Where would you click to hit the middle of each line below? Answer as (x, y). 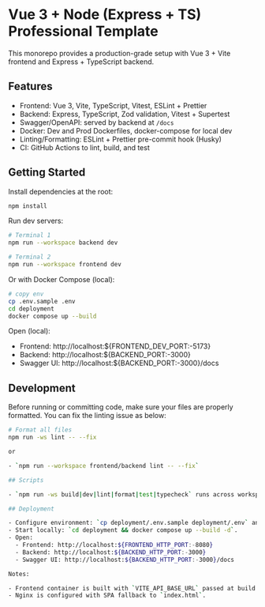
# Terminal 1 (30, 236)
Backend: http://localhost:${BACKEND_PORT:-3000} (105, 355)
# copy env (26, 294)
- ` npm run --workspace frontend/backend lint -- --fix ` (104, 466)
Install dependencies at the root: (61, 191)
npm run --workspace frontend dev (65, 265)
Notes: (19, 574)
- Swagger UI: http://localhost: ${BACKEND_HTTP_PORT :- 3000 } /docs (125, 560)
